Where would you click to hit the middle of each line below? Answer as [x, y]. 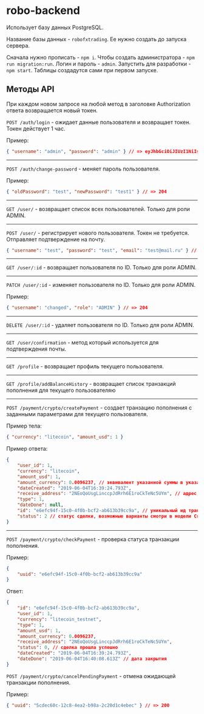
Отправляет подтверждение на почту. [56, 239]
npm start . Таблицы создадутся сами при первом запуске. [82, 70]
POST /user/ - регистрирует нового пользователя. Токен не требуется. [98, 233]
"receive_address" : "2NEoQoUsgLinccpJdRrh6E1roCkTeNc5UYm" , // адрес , [108, 494]
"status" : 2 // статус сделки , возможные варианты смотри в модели [104, 516]
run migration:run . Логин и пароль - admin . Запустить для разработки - [99, 64]
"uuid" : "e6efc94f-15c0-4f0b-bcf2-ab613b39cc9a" [80, 574]
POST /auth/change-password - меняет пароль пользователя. [83, 169]
